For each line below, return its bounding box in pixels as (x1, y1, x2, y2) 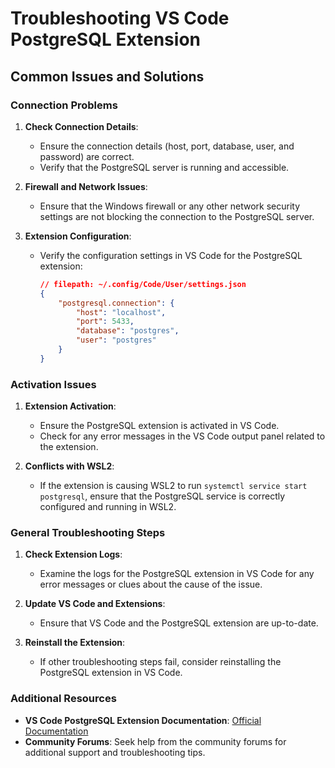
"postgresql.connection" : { (58, 298, 175, 308)
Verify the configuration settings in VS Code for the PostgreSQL (39, 249, 303, 261)
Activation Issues (10, 377, 97, 391)
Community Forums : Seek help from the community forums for (24, 735, 287, 747)
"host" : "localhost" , (75, 307, 167, 317)
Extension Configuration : (24, 230, 132, 242)
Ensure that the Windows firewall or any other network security (39, 200, 301, 212)
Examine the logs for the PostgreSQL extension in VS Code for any (39, 568, 315, 580)
